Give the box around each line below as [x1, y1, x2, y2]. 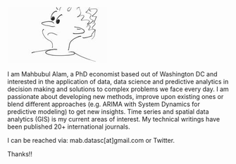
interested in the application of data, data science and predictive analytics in [7, 78, 229, 86]
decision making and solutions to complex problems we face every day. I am [7, 85, 229, 93]
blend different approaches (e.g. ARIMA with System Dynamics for [7, 100, 201, 108]
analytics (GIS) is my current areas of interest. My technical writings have [7, 115, 221, 123]
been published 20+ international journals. [7, 122, 130, 131]
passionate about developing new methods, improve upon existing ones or [7, 93, 224, 100]
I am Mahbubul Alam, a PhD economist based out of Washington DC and [7, 70, 218, 78]
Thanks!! [7, 150, 33, 158]
